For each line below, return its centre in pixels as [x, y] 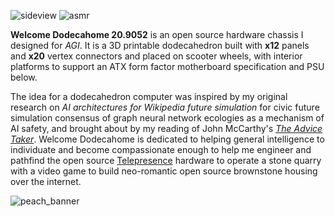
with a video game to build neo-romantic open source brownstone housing [164, 171]
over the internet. [46, 181]
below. [24, 77]
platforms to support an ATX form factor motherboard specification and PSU [167, 66]
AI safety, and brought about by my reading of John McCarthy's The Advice [166, 128]
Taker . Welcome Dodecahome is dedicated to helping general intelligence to [167, 139]
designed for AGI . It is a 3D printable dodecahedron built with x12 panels [160, 45]
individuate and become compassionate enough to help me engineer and [161, 149]
